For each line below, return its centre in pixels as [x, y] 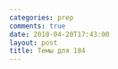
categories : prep [42, 17]
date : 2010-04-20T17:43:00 [59, 34]
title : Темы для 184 [48, 51]
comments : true [38, 26]
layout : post [34, 43]
